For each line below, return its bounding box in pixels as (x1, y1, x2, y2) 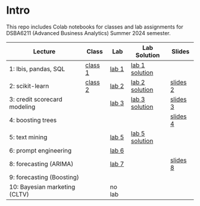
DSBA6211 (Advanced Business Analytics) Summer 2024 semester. (6, 29, 171, 36)
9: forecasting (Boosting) (9, 173, 79, 181)
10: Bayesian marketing (9, 182, 76, 191)
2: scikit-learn (9, 81, 49, 90)
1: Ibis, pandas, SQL (9, 65, 65, 73)
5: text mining (9, 133, 48, 141)
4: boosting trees (9, 116, 57, 124)
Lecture (33, 47, 56, 55)
